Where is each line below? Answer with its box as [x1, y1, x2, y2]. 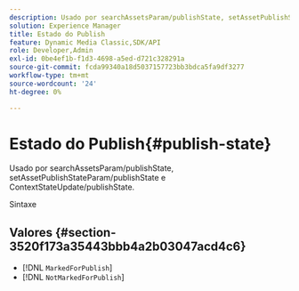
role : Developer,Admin [9, 46, 93, 55]
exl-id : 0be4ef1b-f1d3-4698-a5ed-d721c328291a [9, 54, 185, 63]
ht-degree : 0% [9, 87, 62, 96]
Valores [9, 224, 53, 240]
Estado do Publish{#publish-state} [9, 133, 271, 154]
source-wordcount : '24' [9, 79, 98, 88]
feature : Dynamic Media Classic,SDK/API [9, 37, 162, 47]
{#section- [54, 224, 117, 240]
